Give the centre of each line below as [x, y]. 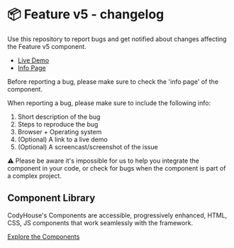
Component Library [51, 198]
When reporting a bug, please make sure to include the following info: [109, 103]
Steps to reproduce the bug [58, 124]
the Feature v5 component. [47, 46]
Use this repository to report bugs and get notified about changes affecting [117, 39]
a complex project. [35, 176]
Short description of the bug [59, 117]
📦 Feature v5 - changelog [86, 15]
